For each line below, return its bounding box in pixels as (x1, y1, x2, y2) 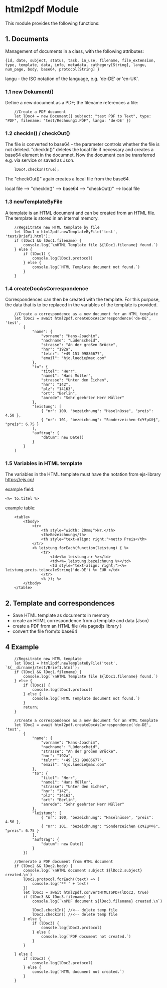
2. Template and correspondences (5, 599, 115, 608)
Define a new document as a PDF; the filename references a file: (5, 100, 139, 106)
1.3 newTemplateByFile (5, 198, 63, 205)
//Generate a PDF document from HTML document (14, 859, 113, 864)
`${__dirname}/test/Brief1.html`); (5, 665, 80, 670)
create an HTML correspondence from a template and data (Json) (12, 618, 149, 624)
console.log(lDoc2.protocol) (32, 960, 93, 965)
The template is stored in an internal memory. (5, 215, 99, 221)
